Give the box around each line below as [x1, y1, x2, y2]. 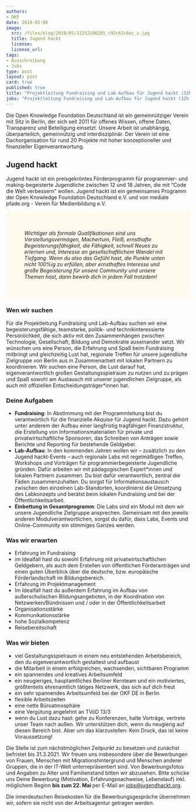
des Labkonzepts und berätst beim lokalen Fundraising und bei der [14, 491, 176, 498]
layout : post [6, 74, 38, 80]
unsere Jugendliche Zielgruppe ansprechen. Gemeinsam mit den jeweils [14, 509, 188, 516]
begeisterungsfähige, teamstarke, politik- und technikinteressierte [6, 326, 164, 333]
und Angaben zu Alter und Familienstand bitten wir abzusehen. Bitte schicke [6, 769, 190, 776]
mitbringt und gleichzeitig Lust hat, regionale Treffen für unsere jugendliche [6, 351, 188, 358]
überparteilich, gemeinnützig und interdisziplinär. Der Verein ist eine [6, 130, 169, 138]
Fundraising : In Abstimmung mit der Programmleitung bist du [14, 410, 162, 417]
